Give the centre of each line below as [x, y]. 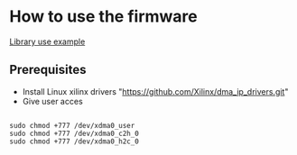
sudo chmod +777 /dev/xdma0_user [72, 125]
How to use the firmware [103, 17]
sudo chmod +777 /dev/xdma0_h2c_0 [74, 141]
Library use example [47, 41]
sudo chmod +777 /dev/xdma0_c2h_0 [74, 133]
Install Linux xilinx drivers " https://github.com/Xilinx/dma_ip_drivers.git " [155, 91]
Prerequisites [48, 70]
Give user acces [52, 101]
